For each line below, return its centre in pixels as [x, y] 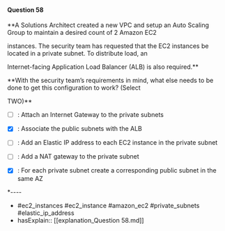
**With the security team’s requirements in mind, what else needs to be [110, 81]
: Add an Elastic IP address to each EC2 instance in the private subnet [117, 143]
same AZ [30, 178]
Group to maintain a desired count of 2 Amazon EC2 [82, 33]
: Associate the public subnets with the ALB [80, 129]
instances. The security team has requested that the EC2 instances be [108, 46]
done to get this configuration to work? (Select [74, 88]
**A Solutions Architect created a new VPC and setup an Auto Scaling [108, 25]
